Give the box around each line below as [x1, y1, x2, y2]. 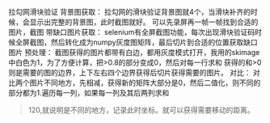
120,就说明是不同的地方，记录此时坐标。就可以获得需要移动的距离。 [27, 105, 255, 115]
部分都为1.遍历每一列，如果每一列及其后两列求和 [8, 88, 170, 97]
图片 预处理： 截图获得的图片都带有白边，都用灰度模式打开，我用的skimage [8, 48, 260, 57]
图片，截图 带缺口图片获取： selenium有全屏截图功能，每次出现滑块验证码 [8, 28, 255, 36]
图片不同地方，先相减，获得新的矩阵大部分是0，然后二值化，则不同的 [29, 78, 261, 87]
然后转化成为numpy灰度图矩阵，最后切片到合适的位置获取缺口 [50, 37, 258, 47]
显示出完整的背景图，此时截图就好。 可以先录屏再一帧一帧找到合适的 [29, 17, 259, 27]
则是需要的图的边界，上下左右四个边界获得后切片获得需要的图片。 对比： [8, 68, 251, 77]
